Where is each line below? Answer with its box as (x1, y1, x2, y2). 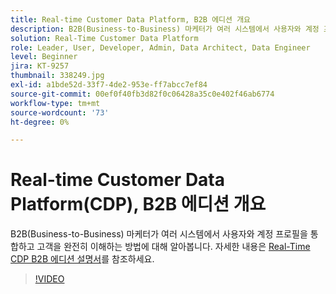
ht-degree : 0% (10, 117, 70, 127)
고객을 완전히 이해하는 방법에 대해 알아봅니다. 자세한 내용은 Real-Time (36, 241, 311, 253)
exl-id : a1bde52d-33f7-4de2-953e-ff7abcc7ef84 (10, 80, 208, 90)
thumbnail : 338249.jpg (10, 71, 105, 81)
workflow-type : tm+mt (10, 98, 101, 108)
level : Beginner (10, 52, 78, 62)
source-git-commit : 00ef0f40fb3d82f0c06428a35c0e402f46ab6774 (10, 89, 275, 99)
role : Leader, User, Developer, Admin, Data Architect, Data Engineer (10, 42, 311, 53)
